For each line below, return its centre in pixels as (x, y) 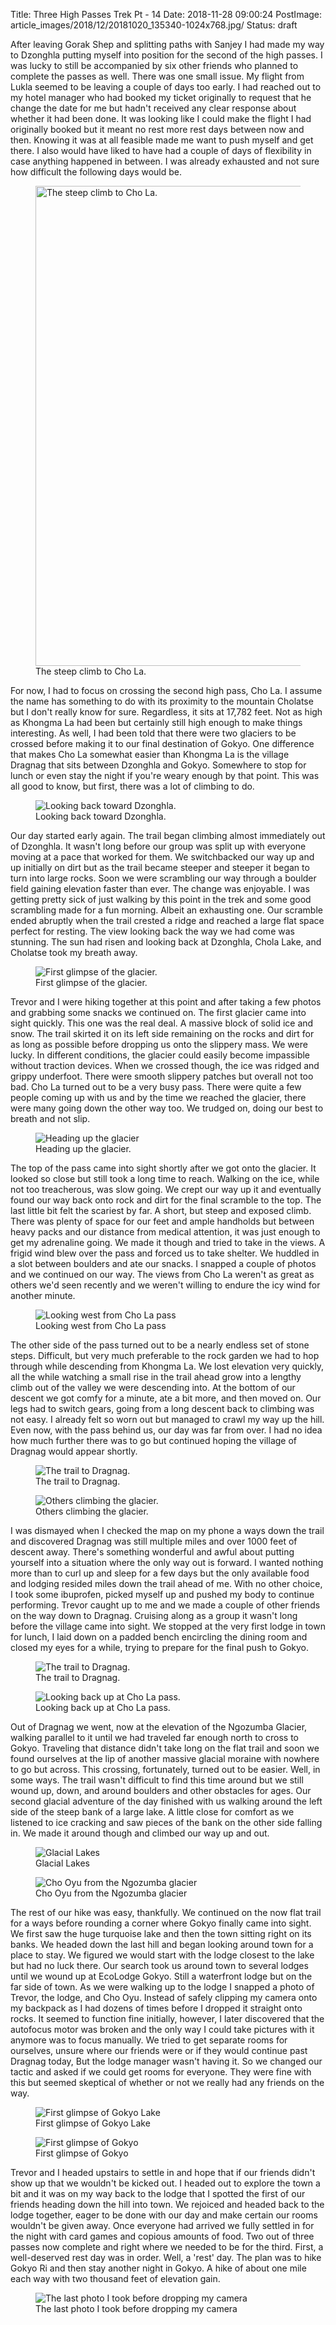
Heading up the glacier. (83, 1148)
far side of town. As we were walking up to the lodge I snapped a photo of (162, 1987)
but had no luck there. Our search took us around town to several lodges (159, 1965)
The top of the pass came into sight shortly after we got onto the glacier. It (163, 1168)
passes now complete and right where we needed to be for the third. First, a (167, 2247)
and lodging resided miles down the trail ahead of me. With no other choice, (166, 1583)
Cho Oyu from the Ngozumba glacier (111, 1893)
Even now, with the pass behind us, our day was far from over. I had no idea (166, 1430)
